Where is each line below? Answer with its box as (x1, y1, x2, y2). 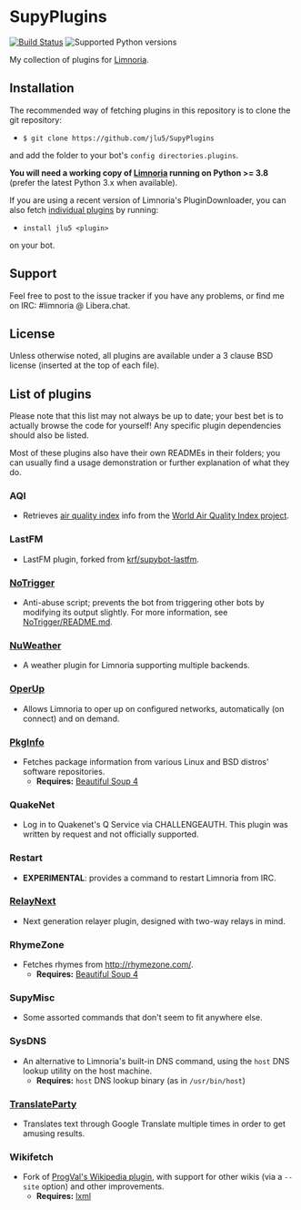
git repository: (9, 114, 62, 125)
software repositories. (22, 766, 105, 777)
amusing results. (22, 1128, 85, 1139)
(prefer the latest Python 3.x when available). (9, 177, 178, 188)
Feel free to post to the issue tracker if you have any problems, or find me (9, 290, 285, 301)
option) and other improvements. (41, 1181, 165, 1192)
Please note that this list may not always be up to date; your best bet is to (9, 411, 284, 422)
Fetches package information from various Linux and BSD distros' (22, 756, 270, 767)
